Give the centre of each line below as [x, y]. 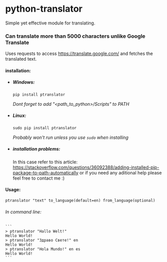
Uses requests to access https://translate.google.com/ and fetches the [79, 53]
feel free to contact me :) [39, 178]
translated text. [21, 59]
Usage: [13, 190]
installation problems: [36, 149]
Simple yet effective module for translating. [50, 23]
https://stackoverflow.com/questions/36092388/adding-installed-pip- [86, 167]
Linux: [19, 115]
